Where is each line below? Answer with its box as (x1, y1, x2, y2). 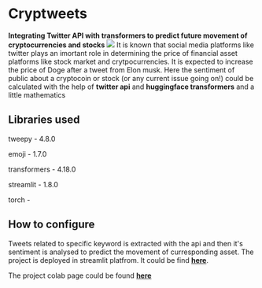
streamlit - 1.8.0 (8, 179, 59, 189)
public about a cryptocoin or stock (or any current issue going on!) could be (8, 73, 254, 83)
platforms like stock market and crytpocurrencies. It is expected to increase (8, 57, 253, 66)
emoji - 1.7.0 (8, 149, 47, 158)
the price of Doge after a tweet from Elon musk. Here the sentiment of (8, 65, 235, 75)
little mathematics (8, 90, 66, 99)
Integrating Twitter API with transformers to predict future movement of (8, 31, 248, 40)
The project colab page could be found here (8, 271, 152, 280)
